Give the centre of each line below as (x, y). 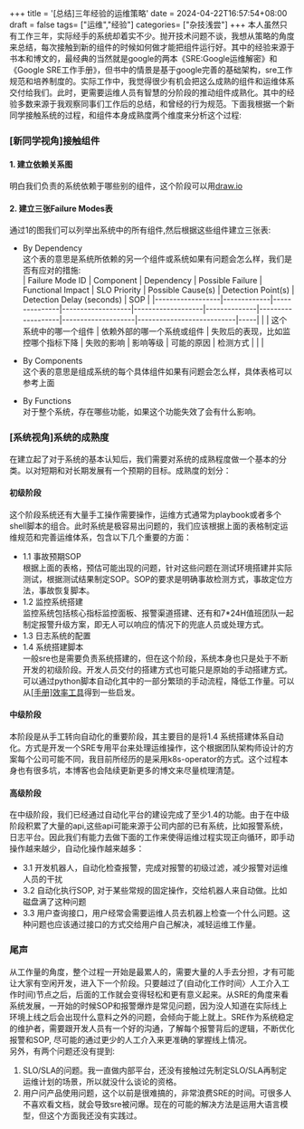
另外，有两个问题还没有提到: (62, 1051)
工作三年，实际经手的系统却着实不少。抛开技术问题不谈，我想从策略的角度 (156, 36)
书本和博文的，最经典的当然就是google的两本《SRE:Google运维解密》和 (143, 58)
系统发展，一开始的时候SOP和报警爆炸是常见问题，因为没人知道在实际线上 (148, 1005)
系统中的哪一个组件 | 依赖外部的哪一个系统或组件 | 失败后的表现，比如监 (157, 331)
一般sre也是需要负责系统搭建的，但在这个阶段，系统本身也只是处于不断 (155, 658)
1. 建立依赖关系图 (41, 164)
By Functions (47, 401)
